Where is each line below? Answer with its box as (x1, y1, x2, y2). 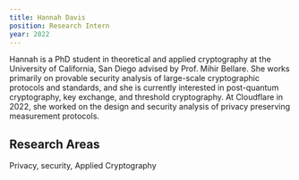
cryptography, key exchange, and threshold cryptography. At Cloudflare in (9, 92, 284, 102)
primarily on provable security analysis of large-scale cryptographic (9, 73, 260, 84)
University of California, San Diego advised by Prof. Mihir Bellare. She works (9, 63, 290, 74)
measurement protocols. (9, 110, 100, 121)
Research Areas (9, 136, 100, 151)
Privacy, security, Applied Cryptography (9, 160, 157, 171)
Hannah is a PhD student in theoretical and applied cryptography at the (9, 54, 271, 65)
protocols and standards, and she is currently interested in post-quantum (9, 82, 279, 94)
